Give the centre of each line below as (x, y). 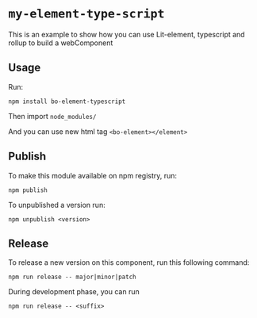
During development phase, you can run (74, 292)
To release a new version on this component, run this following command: (129, 262)
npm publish (28, 190)
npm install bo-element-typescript (67, 102)
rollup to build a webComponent (61, 43)
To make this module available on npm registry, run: (92, 175)
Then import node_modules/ (52, 116)
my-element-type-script (86, 14)
